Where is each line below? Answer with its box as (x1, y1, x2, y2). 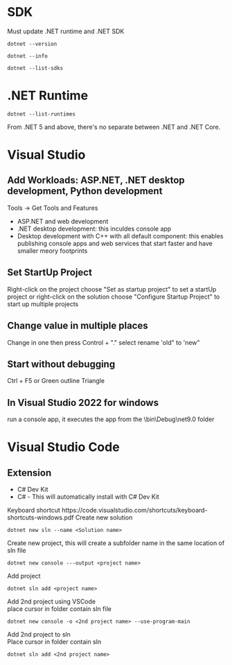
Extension (7, 467, 52, 479)
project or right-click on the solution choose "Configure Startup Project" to (7, 292, 220, 301)
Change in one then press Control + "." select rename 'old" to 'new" (7, 338, 200, 346)
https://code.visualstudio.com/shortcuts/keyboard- (61, 506, 208, 515)
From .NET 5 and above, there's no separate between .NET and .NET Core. (7, 123, 221, 131)
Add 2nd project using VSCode (7, 597, 96, 606)
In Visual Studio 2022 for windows (7, 396, 159, 409)
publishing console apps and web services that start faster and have (17, 239, 213, 247)
